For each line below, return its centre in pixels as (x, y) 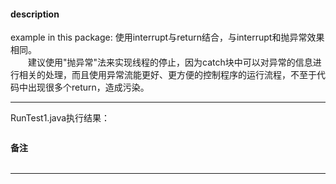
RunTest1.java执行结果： (60, 118)
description (35, 14)
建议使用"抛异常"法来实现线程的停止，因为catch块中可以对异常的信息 (170, 62)
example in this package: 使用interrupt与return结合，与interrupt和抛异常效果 (167, 37)
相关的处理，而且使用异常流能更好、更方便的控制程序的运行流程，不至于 (167, 75)
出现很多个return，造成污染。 (88, 87)
